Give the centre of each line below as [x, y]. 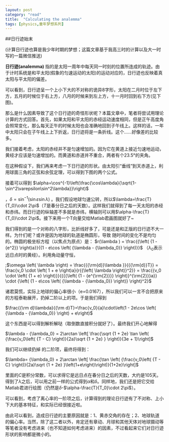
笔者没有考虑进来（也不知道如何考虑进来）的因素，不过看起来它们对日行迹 [87, 428]
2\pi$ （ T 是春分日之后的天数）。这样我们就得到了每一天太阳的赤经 [96, 205]
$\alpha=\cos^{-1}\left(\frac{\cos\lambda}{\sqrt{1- [84, 183]
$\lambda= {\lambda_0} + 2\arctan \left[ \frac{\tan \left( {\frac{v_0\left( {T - [83, 359]
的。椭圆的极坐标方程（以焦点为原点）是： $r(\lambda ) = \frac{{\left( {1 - [81, 241]
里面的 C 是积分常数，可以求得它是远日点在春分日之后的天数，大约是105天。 [83, 375]
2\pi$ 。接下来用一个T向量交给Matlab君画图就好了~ [81, 218]
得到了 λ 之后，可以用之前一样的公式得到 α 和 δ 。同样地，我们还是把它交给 [80, 381]
